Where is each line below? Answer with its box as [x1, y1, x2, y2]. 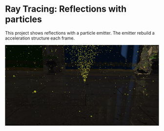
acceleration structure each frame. [5, 35, 75, 41]
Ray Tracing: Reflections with [5, 3, 127, 15]
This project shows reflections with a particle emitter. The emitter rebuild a [5, 30, 155, 36]
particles [5, 14, 42, 25]
